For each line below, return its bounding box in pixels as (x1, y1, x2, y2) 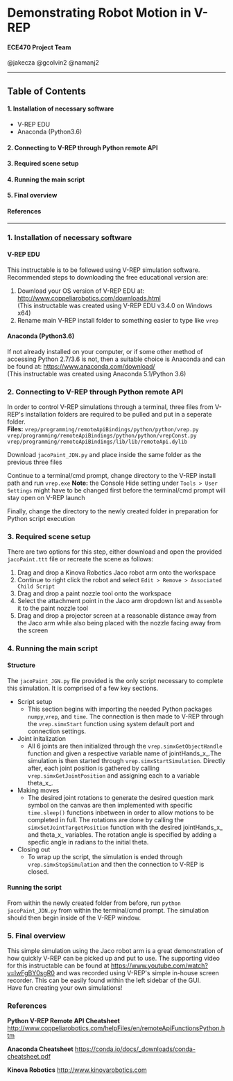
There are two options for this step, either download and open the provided (7, 547, 223, 556)
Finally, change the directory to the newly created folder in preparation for (7, 507, 218, 515)
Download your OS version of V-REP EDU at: (17, 287, 145, 295)
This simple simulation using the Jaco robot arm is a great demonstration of (7, 947, 223, 955)
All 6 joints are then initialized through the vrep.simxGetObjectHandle (27, 742, 223, 750)
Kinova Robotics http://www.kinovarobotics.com (7, 1066, 147, 1074)
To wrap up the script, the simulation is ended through (27, 852, 182, 860)
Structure (7, 661, 36, 669)
